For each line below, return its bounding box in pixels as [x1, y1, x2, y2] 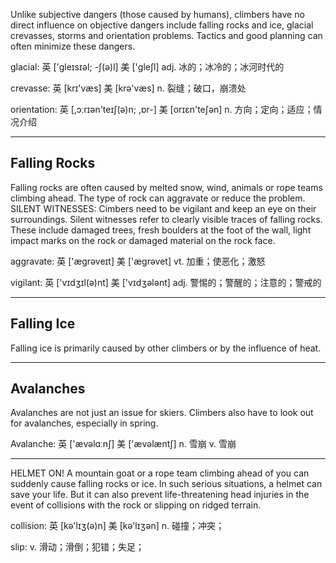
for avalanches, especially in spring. [10, 417, 159, 429]
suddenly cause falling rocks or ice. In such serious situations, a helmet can [10, 478, 323, 490]
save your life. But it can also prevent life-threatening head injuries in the [10, 489, 310, 501]
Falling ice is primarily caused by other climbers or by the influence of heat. [10, 342, 322, 354]
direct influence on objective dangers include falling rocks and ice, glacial [10, 19, 314, 31]
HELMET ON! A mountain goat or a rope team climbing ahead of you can [10, 467, 310, 479]
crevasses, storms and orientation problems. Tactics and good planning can [10, 30, 323, 41]
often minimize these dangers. [10, 40, 136, 52]
